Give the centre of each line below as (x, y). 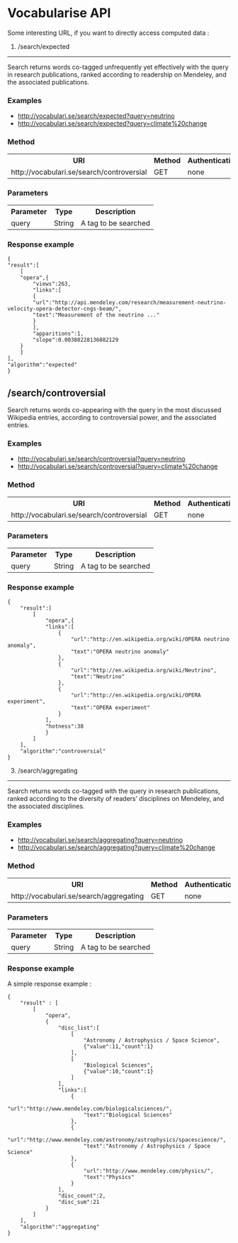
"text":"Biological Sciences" (128, 1115)
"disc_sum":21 (79, 1202)
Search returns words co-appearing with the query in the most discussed (114, 409)
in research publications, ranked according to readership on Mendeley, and (117, 74)
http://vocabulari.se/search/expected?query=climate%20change (112, 124)
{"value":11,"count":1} (118, 1047)
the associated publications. (49, 82)
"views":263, (52, 284)
